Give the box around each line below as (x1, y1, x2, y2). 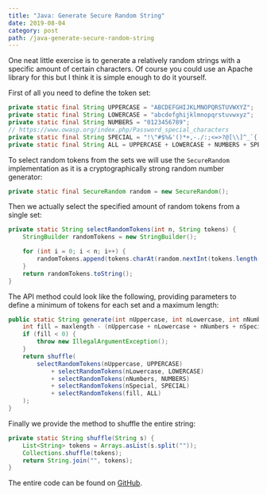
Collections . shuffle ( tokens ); (22, 449, 123, 457)
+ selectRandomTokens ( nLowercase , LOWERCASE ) (50, 367, 204, 375)
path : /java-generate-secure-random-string (8, 33, 155, 42)
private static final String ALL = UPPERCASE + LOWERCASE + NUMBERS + (8, 140, 247, 148)
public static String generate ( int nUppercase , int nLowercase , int (8, 316, 240, 324)
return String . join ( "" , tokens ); (22, 456, 133, 465)
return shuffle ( (22, 352, 77, 360)
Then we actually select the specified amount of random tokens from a (8, 202, 240, 211)
